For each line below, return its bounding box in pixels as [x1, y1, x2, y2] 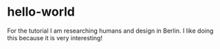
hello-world [7, 4, 76, 20]
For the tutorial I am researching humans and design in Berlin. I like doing [7, 27, 214, 35]
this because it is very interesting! [7, 33, 103, 42]
